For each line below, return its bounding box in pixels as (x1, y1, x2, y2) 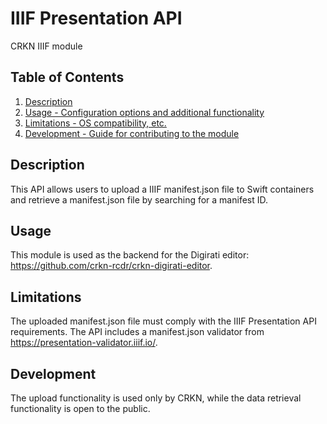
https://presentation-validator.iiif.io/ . (10, 337, 158, 349)
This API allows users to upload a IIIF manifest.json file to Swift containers (10, 183, 315, 195)
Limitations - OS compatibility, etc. (24, 117, 167, 129)
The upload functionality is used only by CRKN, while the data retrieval (10, 392, 302, 404)
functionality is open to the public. (10, 403, 151, 414)
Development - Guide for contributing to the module (24, 127, 240, 139)
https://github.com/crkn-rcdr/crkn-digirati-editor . (10, 260, 213, 272)
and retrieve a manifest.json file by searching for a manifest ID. (10, 193, 269, 206)
